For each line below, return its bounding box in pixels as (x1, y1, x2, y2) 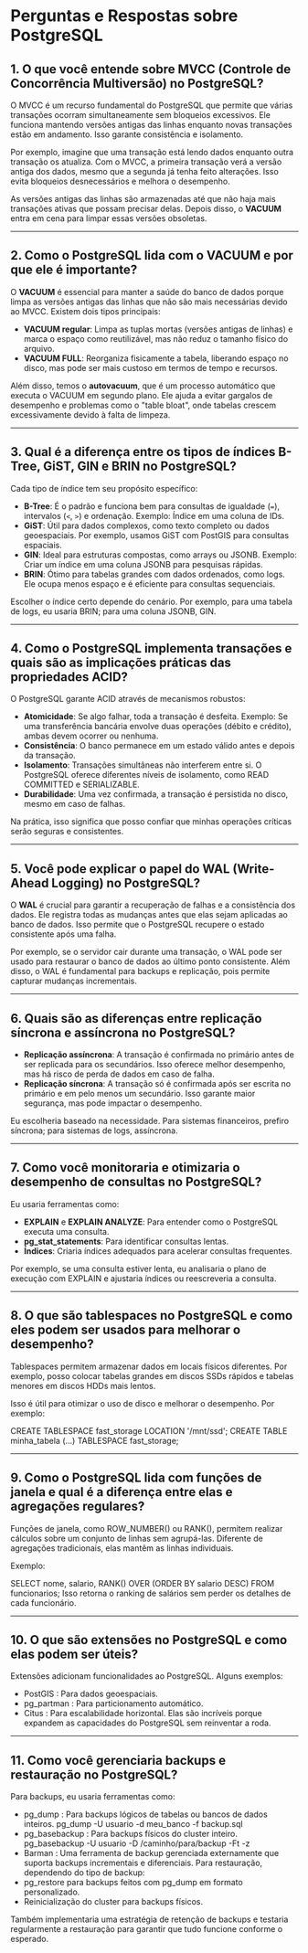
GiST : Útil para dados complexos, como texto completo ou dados (23, 520, 271, 531)
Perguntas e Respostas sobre (10, 5, 239, 27)
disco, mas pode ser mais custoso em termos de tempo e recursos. (23, 362, 278, 373)
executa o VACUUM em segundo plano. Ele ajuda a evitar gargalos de (10, 389, 273, 400)
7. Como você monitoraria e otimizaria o (10, 1160, 240, 1175)
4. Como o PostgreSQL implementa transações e (10, 641, 292, 656)
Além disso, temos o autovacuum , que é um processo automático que (10, 380, 276, 391)
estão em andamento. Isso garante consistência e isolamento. (10, 129, 244, 140)
